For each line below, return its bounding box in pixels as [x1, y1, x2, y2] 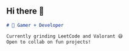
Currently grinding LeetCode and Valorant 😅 [6, 33, 123, 39]
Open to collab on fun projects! [6, 39, 91, 45]
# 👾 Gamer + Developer [6, 22, 64, 28]
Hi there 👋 [6, 6, 44, 16]
